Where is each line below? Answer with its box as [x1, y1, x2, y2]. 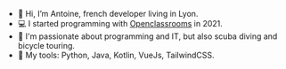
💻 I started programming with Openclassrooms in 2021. [17, 19, 223, 28]
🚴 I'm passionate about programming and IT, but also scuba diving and [17, 31, 278, 42]
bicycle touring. [17, 41, 76, 50]
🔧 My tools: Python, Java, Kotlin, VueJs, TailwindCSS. [17, 50, 216, 60]
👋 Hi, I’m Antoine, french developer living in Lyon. [17, 9, 199, 19]
